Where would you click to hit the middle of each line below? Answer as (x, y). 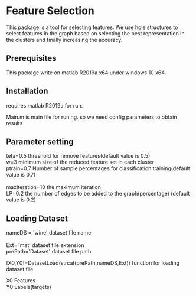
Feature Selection (50, 11)
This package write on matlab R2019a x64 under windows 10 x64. (86, 73)
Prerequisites (31, 58)
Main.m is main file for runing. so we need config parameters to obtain (92, 117)
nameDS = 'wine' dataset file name (49, 233)
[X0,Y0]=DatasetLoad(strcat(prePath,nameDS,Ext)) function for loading (93, 263)
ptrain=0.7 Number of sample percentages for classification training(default (98, 168)
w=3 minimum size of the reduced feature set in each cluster (80, 162)
